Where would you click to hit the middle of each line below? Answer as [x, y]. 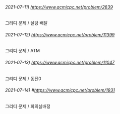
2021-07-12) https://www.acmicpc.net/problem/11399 [60, 34]
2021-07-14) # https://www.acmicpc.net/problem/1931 [60, 90]
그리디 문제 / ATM [23, 51]
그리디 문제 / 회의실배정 [28, 106]
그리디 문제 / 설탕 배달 [27, 23]
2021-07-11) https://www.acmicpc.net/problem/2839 [59, 7]
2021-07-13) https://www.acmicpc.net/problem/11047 [60, 62]
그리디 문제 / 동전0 [23, 78]
